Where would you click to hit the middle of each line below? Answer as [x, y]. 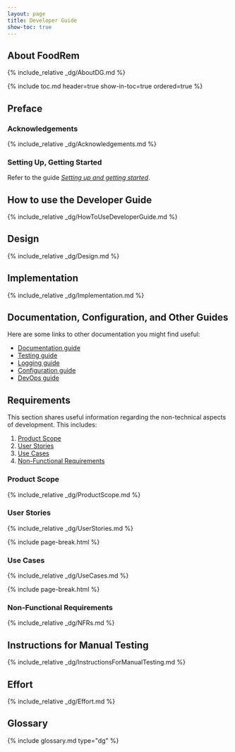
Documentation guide [49, 348]
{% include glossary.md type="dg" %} [63, 740]
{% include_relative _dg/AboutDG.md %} [66, 73]
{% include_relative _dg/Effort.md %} [61, 702]
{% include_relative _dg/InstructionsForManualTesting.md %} [96, 662]
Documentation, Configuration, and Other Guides [118, 317]
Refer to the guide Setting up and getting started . [79, 178]
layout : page [26, 14]
